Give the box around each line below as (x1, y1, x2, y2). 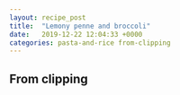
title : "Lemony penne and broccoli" (9, 22, 151, 30)
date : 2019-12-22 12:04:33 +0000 (9, 30, 143, 39)
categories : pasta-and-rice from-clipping (9, 38, 171, 47)
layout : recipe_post (9, 13, 87, 22)
